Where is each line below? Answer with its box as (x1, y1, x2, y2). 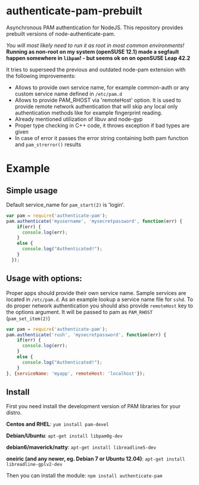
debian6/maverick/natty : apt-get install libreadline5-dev (6, 444, 157, 451)
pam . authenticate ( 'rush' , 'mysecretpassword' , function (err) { (6, 332, 167, 338)
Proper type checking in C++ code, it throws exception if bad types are (14, 122, 189, 129)
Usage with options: (6, 273, 82, 284)
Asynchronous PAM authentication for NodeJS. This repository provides (6, 24, 184, 31)
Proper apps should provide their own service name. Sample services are (6, 289, 186, 296)
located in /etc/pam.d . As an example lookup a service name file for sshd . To (6, 296, 194, 303)
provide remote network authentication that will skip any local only (14, 102, 178, 110)
